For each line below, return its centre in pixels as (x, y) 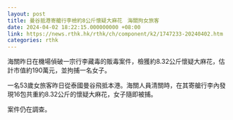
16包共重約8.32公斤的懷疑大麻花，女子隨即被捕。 (85, 94)
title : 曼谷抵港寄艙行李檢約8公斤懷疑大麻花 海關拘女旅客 (83, 21)
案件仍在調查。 (29, 109)
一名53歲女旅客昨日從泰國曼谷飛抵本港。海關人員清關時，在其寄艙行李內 (113, 85)
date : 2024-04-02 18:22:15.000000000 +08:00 (74, 27)
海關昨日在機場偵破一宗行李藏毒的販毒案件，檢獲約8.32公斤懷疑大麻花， (113, 62)
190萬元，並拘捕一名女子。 (71, 70)
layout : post (27, 14)
